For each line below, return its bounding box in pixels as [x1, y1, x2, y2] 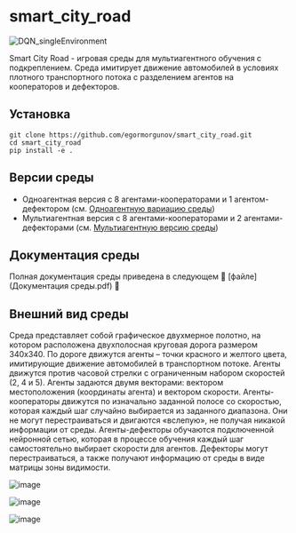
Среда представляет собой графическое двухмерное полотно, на [9, 330, 261, 341]
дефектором [21, 203, 70, 214]
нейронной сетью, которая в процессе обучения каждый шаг [9, 434, 244, 445]
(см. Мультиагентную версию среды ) [75, 222, 220, 233]
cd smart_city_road [9, 138, 82, 147]
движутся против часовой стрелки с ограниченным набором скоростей [9, 368, 285, 378]
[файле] [228, 271, 258, 282]
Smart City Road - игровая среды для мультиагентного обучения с [9, 52, 262, 63]
